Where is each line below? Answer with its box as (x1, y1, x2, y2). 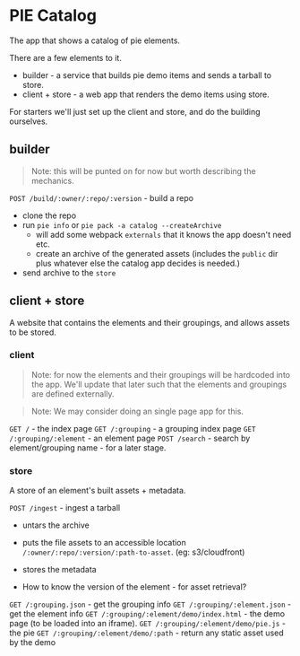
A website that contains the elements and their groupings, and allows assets (9, 317, 290, 328)
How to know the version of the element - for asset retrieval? (21, 582, 247, 592)
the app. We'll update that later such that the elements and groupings (30, 379, 287, 389)
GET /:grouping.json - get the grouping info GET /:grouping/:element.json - (9, 599, 292, 610)
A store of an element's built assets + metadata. (9, 485, 186, 496)
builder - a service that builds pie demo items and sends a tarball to (21, 69, 271, 81)
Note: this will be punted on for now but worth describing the (30, 165, 257, 176)
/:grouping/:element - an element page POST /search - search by (9, 433, 251, 443)
